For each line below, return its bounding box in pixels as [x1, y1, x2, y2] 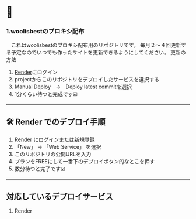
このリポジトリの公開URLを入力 [14, 150, 92, 158]
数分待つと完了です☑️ [14, 165, 65, 172]
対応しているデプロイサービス [6, 191, 114, 201]
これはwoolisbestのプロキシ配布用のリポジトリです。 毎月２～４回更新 [10, 42, 181, 49]
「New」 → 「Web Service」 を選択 [14, 143, 101, 150]
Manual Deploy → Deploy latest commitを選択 [14, 83, 132, 90]
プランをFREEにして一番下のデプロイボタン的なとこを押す [14, 158, 155, 165]
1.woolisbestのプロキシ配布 [6, 28, 85, 36]
